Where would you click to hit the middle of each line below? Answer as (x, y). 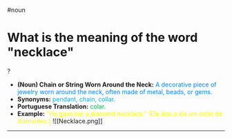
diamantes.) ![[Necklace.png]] (60, 121)
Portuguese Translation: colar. (61, 106)
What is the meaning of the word (103, 38)
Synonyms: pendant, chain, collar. (66, 99)
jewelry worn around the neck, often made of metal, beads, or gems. (115, 91)
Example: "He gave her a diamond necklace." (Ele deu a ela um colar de (120, 113)
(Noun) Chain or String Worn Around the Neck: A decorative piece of (117, 84)
